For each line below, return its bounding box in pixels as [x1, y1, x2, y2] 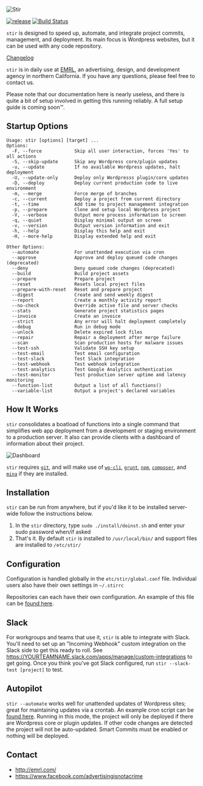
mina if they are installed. [6, 469, 68, 477]
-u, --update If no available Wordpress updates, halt [12, 164, 181, 170]
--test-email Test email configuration [12, 350, 140, 356]
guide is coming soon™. [6, 104, 65, 111]
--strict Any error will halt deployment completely [12, 318, 187, 325]
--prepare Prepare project [12, 276, 115, 282]
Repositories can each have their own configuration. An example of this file [6, 594, 194, 601]
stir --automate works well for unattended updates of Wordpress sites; [6, 700, 187, 707]
